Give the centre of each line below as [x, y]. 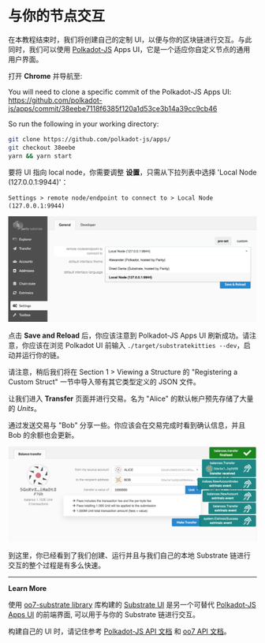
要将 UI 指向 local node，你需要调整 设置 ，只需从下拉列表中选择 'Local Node [132, 172]
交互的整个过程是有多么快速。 [56, 565]
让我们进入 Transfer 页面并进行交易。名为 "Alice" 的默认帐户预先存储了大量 [131, 398]
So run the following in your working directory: [84, 124]
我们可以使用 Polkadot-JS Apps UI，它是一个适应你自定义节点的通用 [140, 49]
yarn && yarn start [40, 156]
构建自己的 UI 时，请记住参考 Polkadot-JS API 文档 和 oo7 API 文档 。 [119, 631]
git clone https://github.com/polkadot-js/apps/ [90, 139]
